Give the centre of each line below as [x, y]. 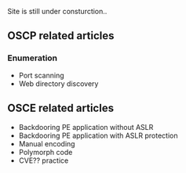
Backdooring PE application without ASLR [86, 127]
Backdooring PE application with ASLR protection [98, 135]
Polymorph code [46, 152]
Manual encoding [47, 143]
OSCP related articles [61, 36]
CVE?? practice [44, 160]
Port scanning [41, 75]
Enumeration [33, 58]
